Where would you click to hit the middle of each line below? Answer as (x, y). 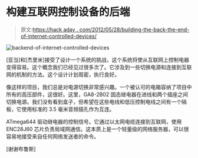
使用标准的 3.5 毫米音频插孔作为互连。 (68, 109)
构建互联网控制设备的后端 (68, 12)
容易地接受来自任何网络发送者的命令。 (52, 136)
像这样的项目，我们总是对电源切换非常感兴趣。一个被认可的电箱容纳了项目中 (99, 87)
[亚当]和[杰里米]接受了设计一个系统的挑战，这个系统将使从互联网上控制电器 (98, 60)
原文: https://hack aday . (49, 29)
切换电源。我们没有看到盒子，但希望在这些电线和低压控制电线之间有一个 (94, 101)
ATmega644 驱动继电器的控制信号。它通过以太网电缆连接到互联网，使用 (94, 121)
